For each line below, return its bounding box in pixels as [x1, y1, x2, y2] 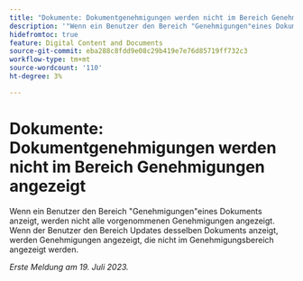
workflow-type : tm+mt [9, 55, 91, 64]
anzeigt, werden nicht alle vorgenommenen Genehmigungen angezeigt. [9, 215, 275, 226]
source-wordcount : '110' [9, 64, 103, 73]
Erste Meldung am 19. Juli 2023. [9, 261, 129, 272]
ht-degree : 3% [9, 72, 63, 81]
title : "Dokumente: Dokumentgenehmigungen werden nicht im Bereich [9, 13, 269, 23]
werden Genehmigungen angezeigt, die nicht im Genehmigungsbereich [9, 234, 275, 245]
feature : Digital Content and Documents [9, 38, 164, 48]
